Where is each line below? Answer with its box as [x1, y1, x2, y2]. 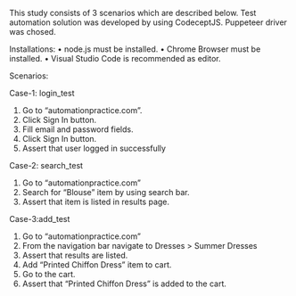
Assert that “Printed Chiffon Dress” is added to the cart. [21, 278, 227, 289]
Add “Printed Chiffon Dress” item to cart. [21, 259, 172, 270]
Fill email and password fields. [21, 124, 134, 135]
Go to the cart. [21, 269, 76, 279]
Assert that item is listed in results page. [21, 196, 170, 207]
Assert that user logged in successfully [21, 143, 167, 153]
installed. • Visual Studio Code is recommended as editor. [9, 53, 221, 63]
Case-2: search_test [9, 160, 83, 170]
